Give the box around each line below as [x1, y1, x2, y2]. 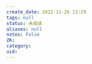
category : [6, 43, 32, 49]
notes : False [6, 32, 40, 38]
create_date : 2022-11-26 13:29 [6, 9, 86, 15]
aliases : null [6, 26, 43, 32]
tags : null [6, 15, 34, 21]
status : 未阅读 [6, 20, 42, 26]
